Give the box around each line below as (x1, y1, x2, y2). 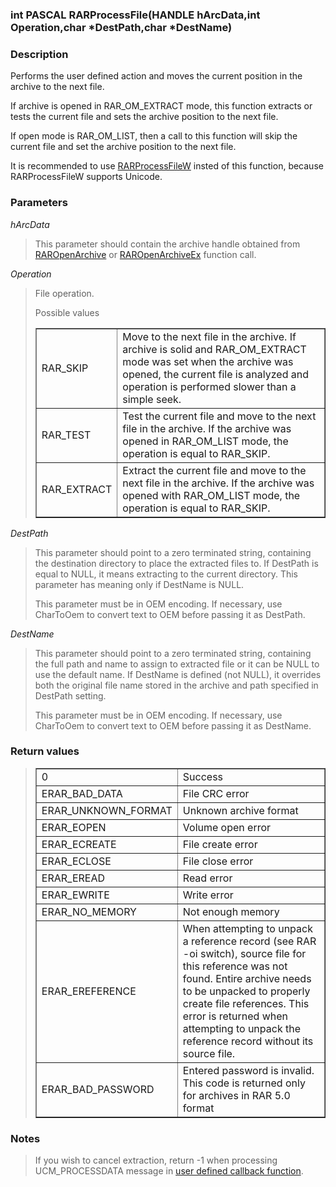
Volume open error (182, 820, 272, 834)
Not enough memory (182, 904, 280, 918)
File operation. (34, 287, 95, 299)
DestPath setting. (34, 689, 107, 702)
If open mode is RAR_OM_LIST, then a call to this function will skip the (10, 130, 298, 142)
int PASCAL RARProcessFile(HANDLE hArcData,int (10, 8, 261, 22)
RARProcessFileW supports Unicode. (10, 171, 163, 183)
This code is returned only (182, 1076, 306, 1090)
